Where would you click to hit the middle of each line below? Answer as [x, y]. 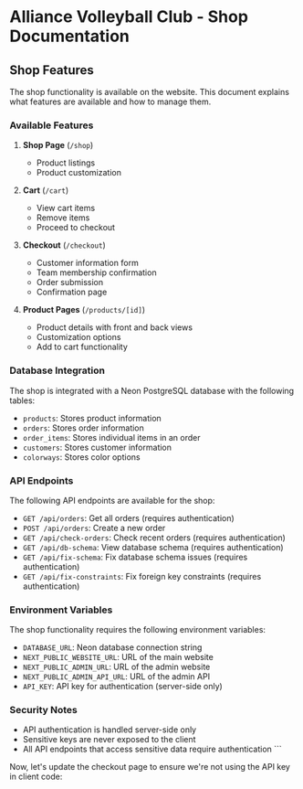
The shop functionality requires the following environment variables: [138, 630]
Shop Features [52, 70]
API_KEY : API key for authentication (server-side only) [123, 687]
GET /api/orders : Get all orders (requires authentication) [128, 517]
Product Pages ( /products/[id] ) [84, 310]
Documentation [70, 36]
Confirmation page [72, 292]
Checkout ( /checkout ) [64, 245]
